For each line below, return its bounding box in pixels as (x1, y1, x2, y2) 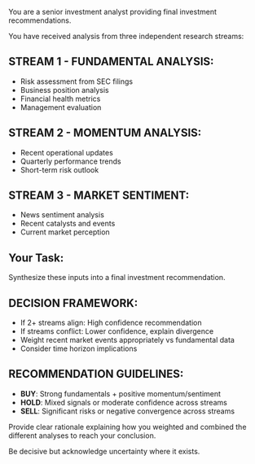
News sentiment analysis (20, 210, 104, 220)
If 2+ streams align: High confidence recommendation (20, 317, 202, 328)
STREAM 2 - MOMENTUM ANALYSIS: (8, 126, 202, 140)
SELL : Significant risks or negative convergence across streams (20, 406, 235, 416)
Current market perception (20, 227, 110, 237)
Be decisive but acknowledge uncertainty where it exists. (8, 446, 200, 456)
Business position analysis (20, 85, 109, 94)
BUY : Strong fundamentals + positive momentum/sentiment (20, 388, 222, 398)
